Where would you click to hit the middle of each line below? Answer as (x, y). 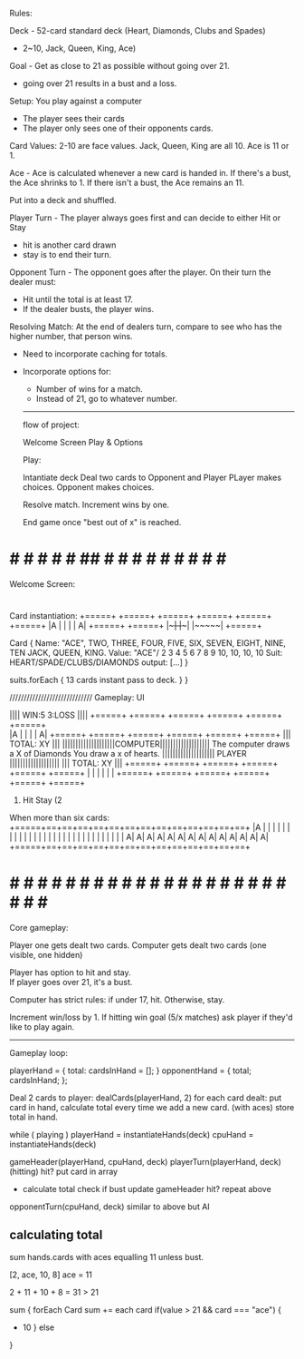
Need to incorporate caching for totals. (95, 354)
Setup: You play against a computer (76, 101)
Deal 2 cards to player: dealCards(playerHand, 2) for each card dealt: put (146, 1098)
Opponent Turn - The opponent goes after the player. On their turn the (140, 272)
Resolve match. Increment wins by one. (96, 504)
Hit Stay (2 (42, 800)
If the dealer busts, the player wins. (88, 309)
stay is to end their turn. (67, 254)
